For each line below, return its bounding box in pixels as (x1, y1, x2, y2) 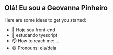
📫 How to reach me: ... (11, 37, 60, 44)
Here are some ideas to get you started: (4, 17, 87, 23)
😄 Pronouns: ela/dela (11, 45, 57, 51)
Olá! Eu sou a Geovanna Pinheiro (4, 4, 108, 12)
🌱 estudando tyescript (11, 32, 58, 38)
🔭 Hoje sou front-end (11, 27, 55, 33)
